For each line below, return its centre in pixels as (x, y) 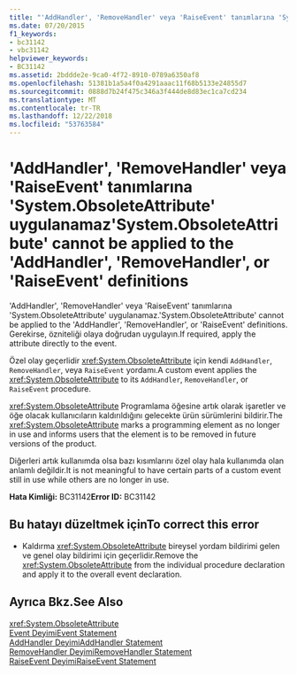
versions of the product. (53, 443)
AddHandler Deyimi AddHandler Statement (86, 642)
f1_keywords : (33, 34)
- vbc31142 (29, 50)
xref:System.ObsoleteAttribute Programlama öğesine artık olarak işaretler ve (148, 406)
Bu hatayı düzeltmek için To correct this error (134, 525)
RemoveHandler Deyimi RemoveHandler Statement (101, 651)
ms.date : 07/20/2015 (47, 26)
